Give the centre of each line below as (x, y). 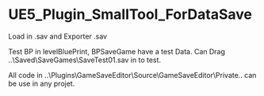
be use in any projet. (42, 83)
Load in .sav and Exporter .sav (58, 36)
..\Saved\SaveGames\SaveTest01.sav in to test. (84, 60)
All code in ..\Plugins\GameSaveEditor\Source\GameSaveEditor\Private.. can (132, 75)
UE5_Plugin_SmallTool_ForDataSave (130, 15)
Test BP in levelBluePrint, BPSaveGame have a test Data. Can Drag (117, 51)
